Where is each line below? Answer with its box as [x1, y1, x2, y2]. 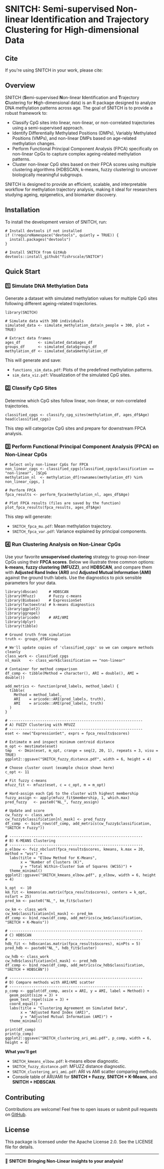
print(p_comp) [5, 1032, 34, 1037]
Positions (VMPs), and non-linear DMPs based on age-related [12, 135, 137, 141]
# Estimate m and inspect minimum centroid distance [5, 740, 115, 745]
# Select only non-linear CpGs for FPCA [5, 462, 89, 467]
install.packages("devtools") [9, 237, 71, 242]
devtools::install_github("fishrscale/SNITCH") [5, 254, 104, 259]
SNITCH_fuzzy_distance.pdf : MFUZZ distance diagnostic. [12, 1064, 126, 1069]
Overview [5, 81, 36, 90]
